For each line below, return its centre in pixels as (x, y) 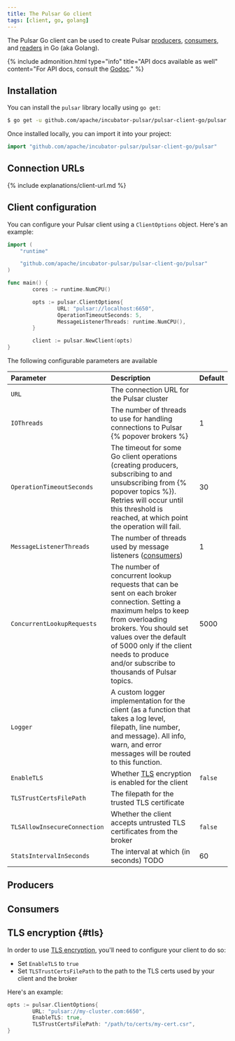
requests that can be (145, 585)
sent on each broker (144, 593)
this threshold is (137, 509)
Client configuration (52, 207)
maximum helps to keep (150, 611)
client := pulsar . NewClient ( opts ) (83, 341)
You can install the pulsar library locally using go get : (84, 108)
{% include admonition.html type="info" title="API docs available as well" (113, 61)
